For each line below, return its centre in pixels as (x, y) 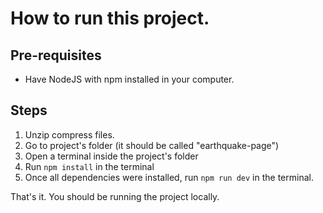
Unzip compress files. (69, 134)
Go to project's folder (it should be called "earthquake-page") (152, 145)
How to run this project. (110, 18)
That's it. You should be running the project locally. (115, 196)
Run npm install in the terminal (89, 166)
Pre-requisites (56, 55)
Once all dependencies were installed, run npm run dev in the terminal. (169, 177)
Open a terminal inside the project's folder (111, 156)
